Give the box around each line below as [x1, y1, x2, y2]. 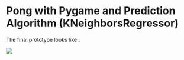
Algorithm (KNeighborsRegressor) [6, 16, 179, 30]
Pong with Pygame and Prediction [6, 4, 176, 18]
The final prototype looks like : [6, 36, 80, 43]
